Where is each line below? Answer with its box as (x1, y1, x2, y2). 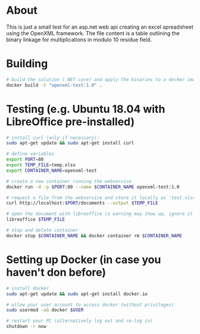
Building (6, 57, 48, 70)
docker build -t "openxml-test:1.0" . (6, 82, 102, 88)
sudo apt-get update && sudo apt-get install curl (6, 140, 135, 146)
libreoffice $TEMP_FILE (6, 217, 65, 222)
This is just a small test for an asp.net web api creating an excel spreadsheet (6, 23, 193, 30)
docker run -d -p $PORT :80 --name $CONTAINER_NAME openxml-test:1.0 (6, 184, 180, 190)
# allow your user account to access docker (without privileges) (6, 302, 174, 308)
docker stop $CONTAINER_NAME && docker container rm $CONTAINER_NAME (6, 233, 183, 239)
